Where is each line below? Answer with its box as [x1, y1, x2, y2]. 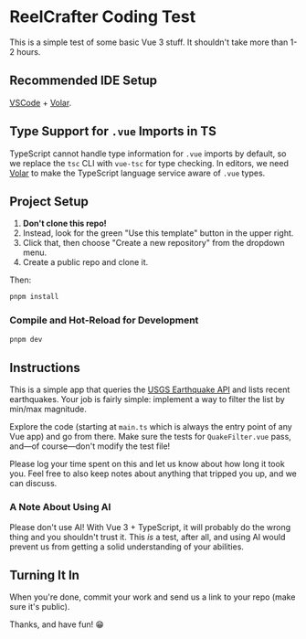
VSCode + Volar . [9, 97, 72, 108]
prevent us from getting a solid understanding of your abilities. [9, 541, 245, 552]
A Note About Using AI [9, 501, 111, 514]
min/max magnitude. [9, 404, 87, 415]
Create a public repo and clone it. [22, 257, 149, 268]
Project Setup [9, 194, 90, 209]
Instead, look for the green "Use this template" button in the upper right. [22, 228, 294, 239]
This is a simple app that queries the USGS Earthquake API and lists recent [9, 384, 290, 395]
